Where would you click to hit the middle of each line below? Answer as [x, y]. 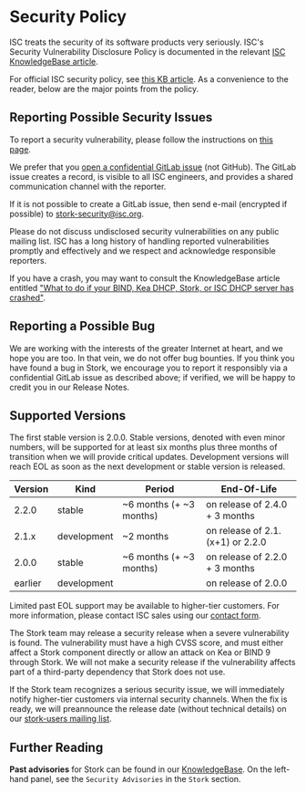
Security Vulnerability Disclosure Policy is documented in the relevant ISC [148, 51]
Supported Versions [67, 416]
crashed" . [27, 297]
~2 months [146, 537]
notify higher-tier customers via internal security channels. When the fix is [148, 699]
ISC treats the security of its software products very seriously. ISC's [137, 42]
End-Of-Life [249, 489]
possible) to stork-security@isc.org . [76, 214]
